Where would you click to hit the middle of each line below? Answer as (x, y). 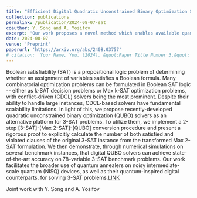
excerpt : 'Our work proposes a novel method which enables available (93, 33)
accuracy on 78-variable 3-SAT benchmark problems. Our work (108, 159)
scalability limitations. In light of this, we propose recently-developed (89, 109)
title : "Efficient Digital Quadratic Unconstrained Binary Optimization (97, 11)
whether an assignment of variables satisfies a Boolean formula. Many (91, 78)
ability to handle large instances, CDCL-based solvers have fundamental (93, 103)
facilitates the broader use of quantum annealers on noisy (76, 165)
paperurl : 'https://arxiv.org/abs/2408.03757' (64, 50)
